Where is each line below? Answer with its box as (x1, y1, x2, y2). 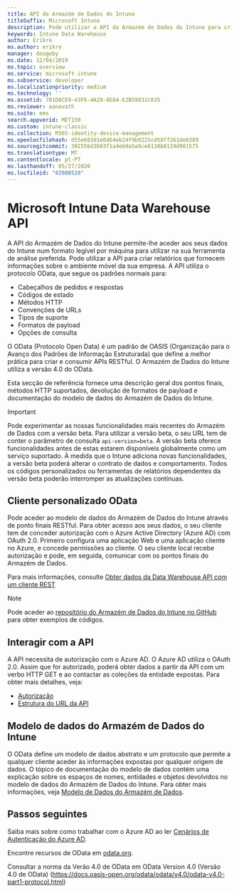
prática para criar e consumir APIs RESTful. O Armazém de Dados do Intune (7, 357, 230, 365)
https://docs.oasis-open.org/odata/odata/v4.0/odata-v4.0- (52, 869, 225, 878)
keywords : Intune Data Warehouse (7, 30, 107, 38)
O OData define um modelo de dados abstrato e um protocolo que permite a (7, 750, 231, 758)
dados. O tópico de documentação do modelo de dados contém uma (7, 765, 210, 773)
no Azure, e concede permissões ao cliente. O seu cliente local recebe (7, 544, 215, 553)
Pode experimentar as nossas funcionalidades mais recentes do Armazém (7, 421, 225, 429)
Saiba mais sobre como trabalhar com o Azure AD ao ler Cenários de (7, 827, 210, 835)
